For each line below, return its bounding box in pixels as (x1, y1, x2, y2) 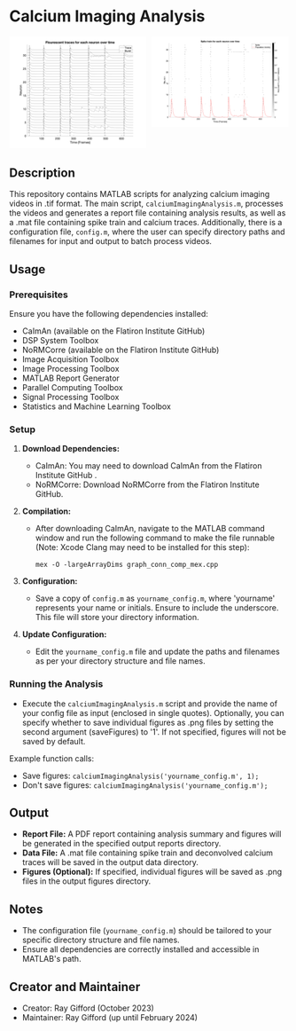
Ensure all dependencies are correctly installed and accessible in (21, 944, 260, 955)
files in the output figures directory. (21, 876, 152, 886)
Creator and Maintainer (9, 979, 141, 995)
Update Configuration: (21, 629, 107, 640)
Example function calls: (9, 752, 95, 764)
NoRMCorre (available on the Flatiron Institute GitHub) (21, 344, 220, 356)
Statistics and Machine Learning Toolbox (21, 401, 171, 412)
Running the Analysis (9, 678, 104, 690)
